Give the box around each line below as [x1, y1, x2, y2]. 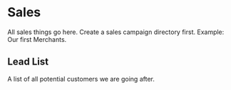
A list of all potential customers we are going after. [7, 74, 155, 83]
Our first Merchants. [7, 35, 67, 43]
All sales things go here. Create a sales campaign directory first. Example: [7, 28, 225, 36]
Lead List [7, 56, 49, 68]
